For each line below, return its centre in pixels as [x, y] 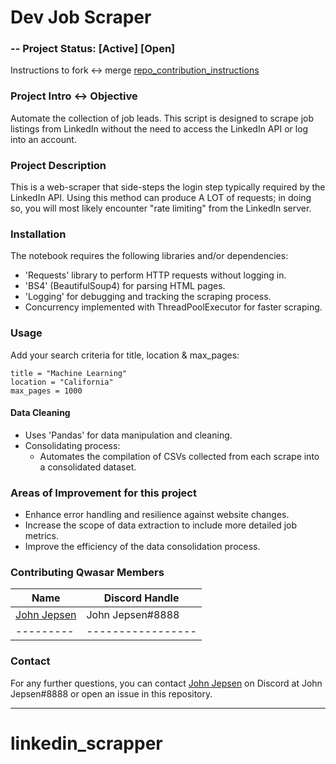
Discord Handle [141, 598]
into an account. [43, 139]
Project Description [58, 165]
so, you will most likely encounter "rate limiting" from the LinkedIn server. [161, 208]
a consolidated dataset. [88, 467]
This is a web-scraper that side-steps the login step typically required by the [168, 187]
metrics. [42, 536]
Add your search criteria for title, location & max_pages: [125, 355]
